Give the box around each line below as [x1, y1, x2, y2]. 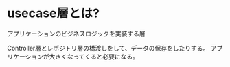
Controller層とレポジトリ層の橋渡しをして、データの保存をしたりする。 [7, 44, 209, 52]
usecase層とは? [7, 5, 100, 21]
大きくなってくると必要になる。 [49, 52, 139, 61]
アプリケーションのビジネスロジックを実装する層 [7, 29, 146, 38]
